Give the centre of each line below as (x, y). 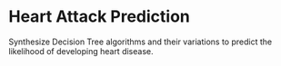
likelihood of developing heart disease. (81, 51)
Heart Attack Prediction (99, 17)
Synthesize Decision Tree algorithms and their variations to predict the (140, 42)
